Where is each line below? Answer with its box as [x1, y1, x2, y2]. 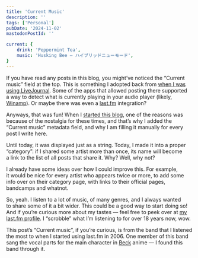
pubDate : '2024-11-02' [6, 25, 62, 31]
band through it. [6, 245, 46, 252]
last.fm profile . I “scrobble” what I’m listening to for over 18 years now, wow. [6, 215, 191, 222]
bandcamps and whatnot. [6, 184, 69, 192]
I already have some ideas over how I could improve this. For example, [6, 165, 178, 173]
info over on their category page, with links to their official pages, [6, 178, 166, 185]
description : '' [6, 14, 46, 20]
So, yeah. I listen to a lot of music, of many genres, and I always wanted [6, 196, 181, 203]
